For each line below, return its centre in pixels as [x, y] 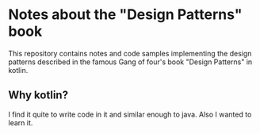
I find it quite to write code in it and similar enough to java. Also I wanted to [130, 114]
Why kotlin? [38, 96]
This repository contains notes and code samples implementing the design [130, 53]
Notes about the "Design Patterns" [125, 15]
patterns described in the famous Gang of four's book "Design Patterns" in [130, 62]
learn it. [21, 123]
